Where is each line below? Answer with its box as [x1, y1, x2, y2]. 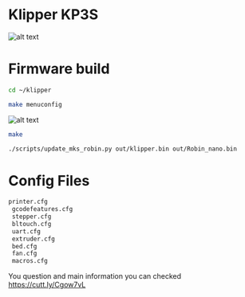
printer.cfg [8, 197, 48, 206]
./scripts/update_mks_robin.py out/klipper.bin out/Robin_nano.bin [8, 145, 238, 153]
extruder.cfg [11, 235, 56, 243]
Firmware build [8, 60, 110, 78]
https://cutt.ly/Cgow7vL [8, 280, 86, 290]
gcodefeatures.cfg [11, 205, 73, 213]
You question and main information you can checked [8, 272, 182, 281]
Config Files [8, 171, 90, 190]
